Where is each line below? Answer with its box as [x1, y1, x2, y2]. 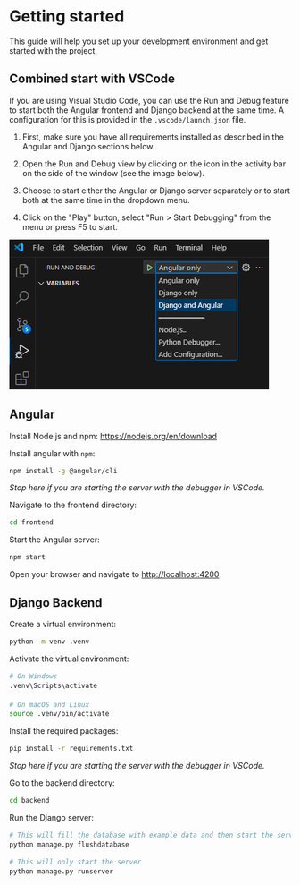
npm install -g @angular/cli [9, 466, 118, 475]
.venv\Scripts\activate [9, 681, 98, 690]
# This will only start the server [9, 857, 142, 866]
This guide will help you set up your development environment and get [9, 36, 269, 47]
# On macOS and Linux [9, 700, 90, 709]
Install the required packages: [9, 726, 119, 736]
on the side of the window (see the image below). [21, 167, 205, 178]
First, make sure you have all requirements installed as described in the [21, 132, 284, 142]
